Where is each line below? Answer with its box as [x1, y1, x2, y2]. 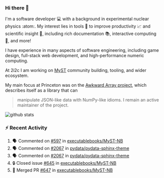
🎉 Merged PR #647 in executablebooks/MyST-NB [12, 167, 113, 173]
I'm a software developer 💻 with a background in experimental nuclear [5, 16, 149, 22]
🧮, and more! [5, 38, 31, 44]
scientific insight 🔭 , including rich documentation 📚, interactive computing [5, 31, 157, 36]
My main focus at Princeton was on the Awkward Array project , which [5, 82, 147, 88]
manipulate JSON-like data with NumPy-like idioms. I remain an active [17, 97, 159, 103]
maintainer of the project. [17, 102, 69, 108]
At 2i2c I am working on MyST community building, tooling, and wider [5, 68, 147, 73]
